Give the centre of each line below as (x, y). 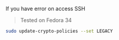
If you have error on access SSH (45, 9)
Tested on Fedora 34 (46, 20)
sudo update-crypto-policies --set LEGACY (59, 31)
